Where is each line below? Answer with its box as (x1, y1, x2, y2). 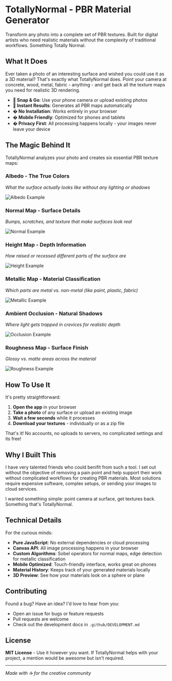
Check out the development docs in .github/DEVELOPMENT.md (12, 621, 140, 627)
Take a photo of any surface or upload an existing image (12, 409, 133, 415)
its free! (5, 436, 21, 442)
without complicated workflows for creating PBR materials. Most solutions (5, 475, 161, 481)
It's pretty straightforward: (5, 394, 61, 400)
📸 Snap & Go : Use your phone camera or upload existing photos (12, 97, 147, 103)
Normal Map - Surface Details (5, 207, 81, 214)
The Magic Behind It (5, 141, 71, 149)
